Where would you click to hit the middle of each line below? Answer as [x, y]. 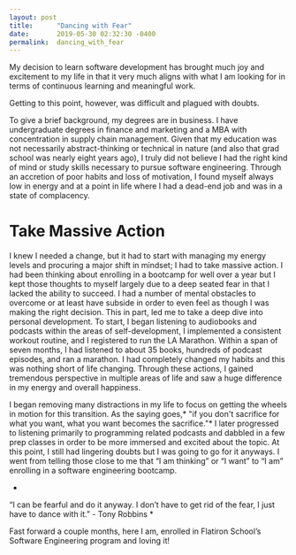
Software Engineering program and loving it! [90, 541]
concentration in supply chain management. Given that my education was [143, 139]
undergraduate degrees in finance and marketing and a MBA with [128, 130]
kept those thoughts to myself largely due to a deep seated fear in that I [139, 284]
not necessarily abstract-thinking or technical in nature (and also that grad [144, 149]
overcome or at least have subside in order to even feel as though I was [139, 303]
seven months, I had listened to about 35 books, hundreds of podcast [136, 350]
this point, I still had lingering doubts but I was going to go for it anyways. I [144, 451]
